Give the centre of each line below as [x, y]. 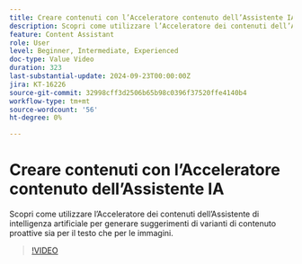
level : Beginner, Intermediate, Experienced [94, 51]
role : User [30, 43]
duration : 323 [36, 68]
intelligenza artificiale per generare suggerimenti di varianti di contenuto [143, 224]
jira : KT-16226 [38, 84]
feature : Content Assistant [62, 34]
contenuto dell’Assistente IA [117, 189]
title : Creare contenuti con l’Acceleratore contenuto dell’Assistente [146, 18]
